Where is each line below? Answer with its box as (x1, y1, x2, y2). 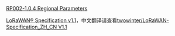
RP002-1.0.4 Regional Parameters (6, 5, 88, 12)
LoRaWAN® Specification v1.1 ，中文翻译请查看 (6, 17, 118, 24)
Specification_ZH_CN (6, 23, 57, 30)
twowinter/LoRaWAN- (116, 17, 169, 24)
